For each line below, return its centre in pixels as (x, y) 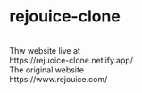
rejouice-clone (65, 17)
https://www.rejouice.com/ (58, 79)
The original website (47, 70)
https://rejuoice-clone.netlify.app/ (71, 60)
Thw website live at (45, 50)
